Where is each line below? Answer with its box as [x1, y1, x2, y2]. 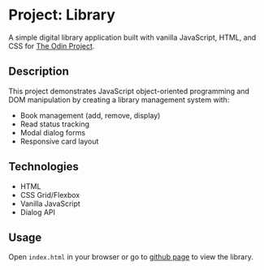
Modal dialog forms [19, 127, 86, 137]
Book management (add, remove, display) [19, 110, 161, 120]
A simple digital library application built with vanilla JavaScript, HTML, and [8, 32, 257, 42]
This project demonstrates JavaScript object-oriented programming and [8, 86, 250, 96]
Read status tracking [19, 119, 89, 129]
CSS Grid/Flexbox [19, 190, 80, 199]
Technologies [8, 160, 80, 174]
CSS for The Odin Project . [8, 41, 95, 50]
